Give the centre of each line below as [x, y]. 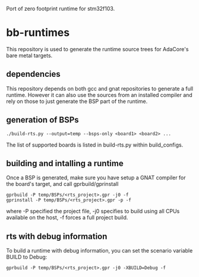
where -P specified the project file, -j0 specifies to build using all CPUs [93, 211]
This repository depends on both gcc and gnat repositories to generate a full [100, 88]
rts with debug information [57, 236]
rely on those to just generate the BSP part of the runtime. [77, 101]
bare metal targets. [29, 55]
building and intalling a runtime [65, 163]
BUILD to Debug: [27, 257]
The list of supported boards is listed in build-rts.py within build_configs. [95, 145]
